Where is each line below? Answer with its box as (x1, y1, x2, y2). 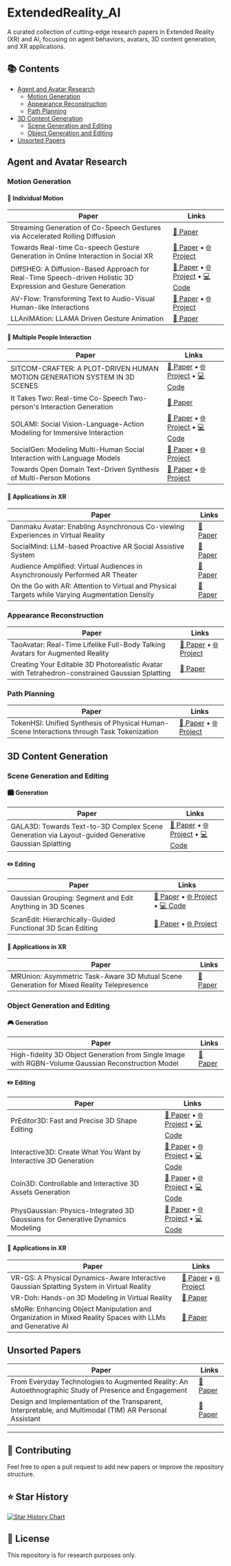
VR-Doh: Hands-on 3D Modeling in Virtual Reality (10, 1292, 173, 1302)
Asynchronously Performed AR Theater (10, 570, 137, 580)
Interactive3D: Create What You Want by (10, 1148, 141, 1157)
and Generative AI (10, 1321, 69, 1331)
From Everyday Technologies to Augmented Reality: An (10, 1376, 188, 1386)
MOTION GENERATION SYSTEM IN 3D (10, 372, 135, 382)
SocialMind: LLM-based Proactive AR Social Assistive (10, 541, 184, 551)
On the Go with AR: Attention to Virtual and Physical (10, 581, 177, 591)
